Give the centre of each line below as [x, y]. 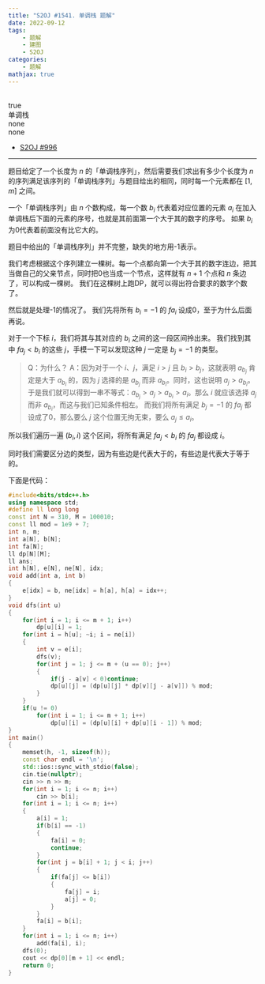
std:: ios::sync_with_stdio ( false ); [81, 767]
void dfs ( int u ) [35, 605]
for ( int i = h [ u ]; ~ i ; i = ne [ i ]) [79, 635]
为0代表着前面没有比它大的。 [55, 230]
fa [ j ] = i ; [82, 892]
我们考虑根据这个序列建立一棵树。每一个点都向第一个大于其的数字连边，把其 [132, 264]
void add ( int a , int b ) [47, 576]
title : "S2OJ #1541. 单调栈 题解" [62, 15]
